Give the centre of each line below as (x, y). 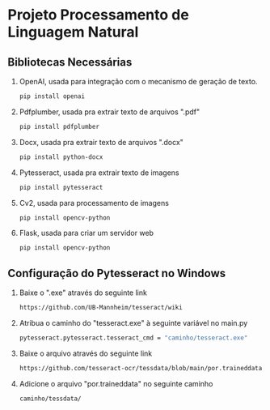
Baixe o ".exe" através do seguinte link (83, 293)
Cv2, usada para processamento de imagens (94, 203)
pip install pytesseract (61, 187)
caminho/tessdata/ (50, 399)
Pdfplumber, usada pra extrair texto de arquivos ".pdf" (110, 112)
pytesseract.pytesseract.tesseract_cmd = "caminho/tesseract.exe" (133, 338)
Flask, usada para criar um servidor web (86, 233)
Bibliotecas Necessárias (70, 62)
